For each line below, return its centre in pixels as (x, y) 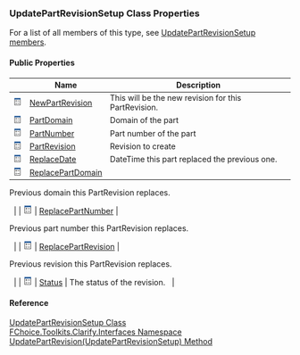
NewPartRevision (61, 103)
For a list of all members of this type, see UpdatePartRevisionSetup (133, 33)
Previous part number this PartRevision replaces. (99, 228)
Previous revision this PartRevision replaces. (91, 264)
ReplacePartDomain (66, 172)
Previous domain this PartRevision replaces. (90, 193)
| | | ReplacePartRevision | (67, 247)
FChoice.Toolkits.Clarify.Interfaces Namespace (96, 332)
